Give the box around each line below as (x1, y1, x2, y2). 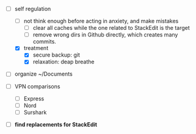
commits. (32, 38, 56, 45)
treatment (23, 44, 49, 52)
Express (23, 94, 45, 102)
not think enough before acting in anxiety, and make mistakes (23, 18, 179, 25)
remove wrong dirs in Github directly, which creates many (32, 31, 178, 38)
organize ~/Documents (14, 70, 73, 78)
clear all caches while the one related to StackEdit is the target (32, 24, 190, 32)
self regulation (14, 5, 51, 12)
